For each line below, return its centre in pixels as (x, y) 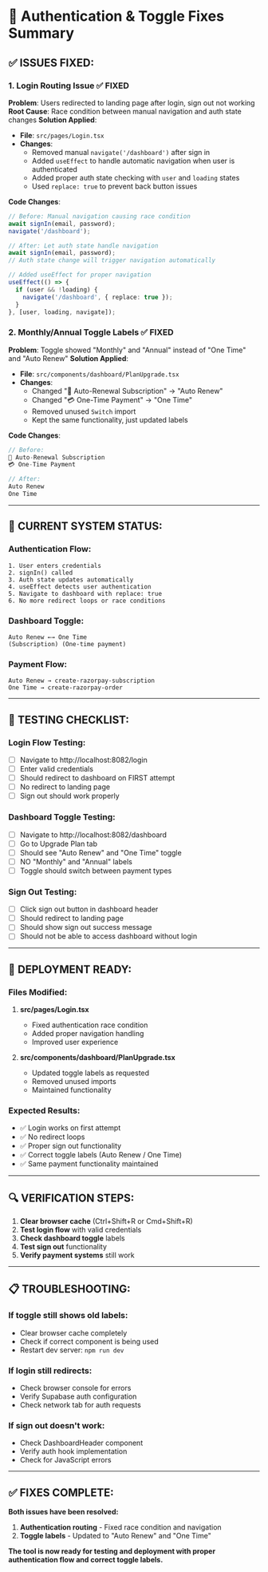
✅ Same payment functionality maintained (89, 1164)
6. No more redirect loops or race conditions (87, 601)
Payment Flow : (38, 664)
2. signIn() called (41, 573)
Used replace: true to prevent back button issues (114, 186)
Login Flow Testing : (47, 742)
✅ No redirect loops (52, 1137)
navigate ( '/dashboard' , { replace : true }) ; (98, 297)
